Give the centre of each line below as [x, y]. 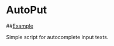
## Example [20, 26]
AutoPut [27, 10]
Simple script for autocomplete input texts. [57, 37]
